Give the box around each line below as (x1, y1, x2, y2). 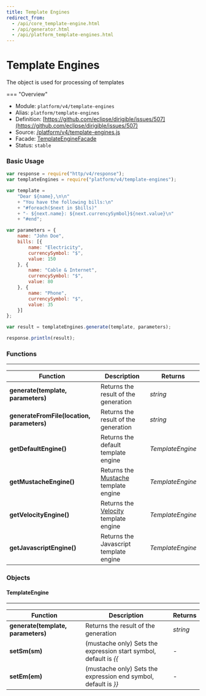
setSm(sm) (9, 646, 43, 655)
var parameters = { (6, 227, 56, 233)
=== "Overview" (6, 90, 48, 98)
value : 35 (28, 302, 53, 308)
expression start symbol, (85, 646, 156, 655)
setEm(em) (9, 672, 43, 681)
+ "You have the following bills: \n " (17, 199, 114, 205)
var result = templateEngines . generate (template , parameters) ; (6, 324, 172, 330)
